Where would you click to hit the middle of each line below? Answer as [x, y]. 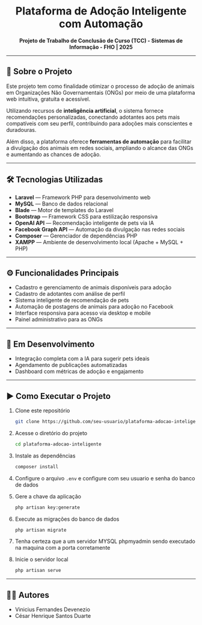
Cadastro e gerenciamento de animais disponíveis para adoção [93, 287]
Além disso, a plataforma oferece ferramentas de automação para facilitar [99, 141]
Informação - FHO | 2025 [101, 47]
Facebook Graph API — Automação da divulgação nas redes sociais [100, 229]
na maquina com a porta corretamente [63, 548]
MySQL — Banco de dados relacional [61, 204]
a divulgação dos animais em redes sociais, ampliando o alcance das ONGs [100, 148]
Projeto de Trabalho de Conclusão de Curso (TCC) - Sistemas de [101, 40]
